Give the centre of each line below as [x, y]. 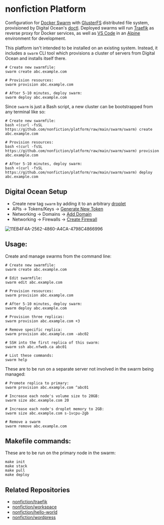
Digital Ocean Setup [36, 192]
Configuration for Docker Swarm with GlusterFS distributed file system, [77, 23]
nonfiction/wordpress [34, 518]
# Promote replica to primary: [37, 383]
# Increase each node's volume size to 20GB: [52, 396]
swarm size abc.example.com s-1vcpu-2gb [47, 413]
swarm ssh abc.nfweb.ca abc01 [36, 347]
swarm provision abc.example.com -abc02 [47, 334]
